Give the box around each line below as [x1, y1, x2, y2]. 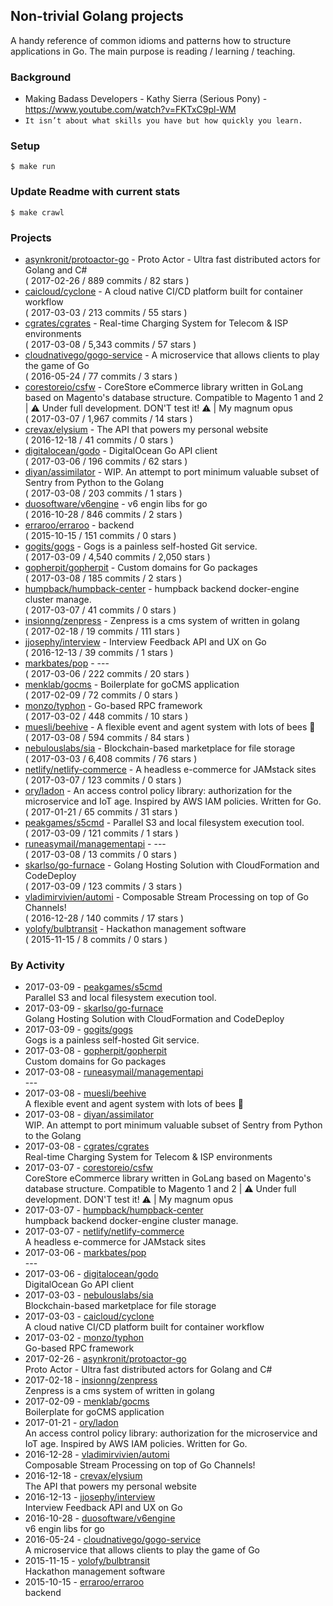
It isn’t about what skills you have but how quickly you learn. [24, 116, 303, 126]
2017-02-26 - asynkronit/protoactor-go [24, 1353, 187, 1365]
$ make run [10, 162, 56, 172]
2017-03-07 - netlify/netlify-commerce [24, 1225, 185, 1238]
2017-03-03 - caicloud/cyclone [24, 1310, 155, 1323]
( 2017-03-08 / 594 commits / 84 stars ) [24, 732, 190, 743]
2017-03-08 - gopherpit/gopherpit [24, 1045, 168, 1057]
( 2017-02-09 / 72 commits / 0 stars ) [24, 689, 179, 701]
